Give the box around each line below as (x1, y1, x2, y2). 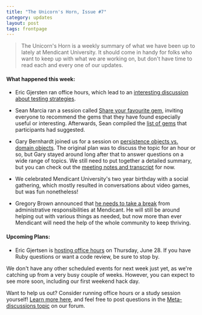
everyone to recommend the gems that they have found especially (15, 113, 181, 121)
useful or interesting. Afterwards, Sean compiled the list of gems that (15, 120, 187, 127)
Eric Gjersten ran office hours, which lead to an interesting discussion (15, 89, 189, 96)
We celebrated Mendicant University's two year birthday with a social (15, 175, 189, 183)
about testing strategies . (15, 95, 76, 103)
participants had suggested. (15, 126, 86, 134)
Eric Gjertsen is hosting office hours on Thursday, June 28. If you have (15, 246, 192, 254)
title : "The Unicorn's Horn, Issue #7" (6, 8, 107, 15)
